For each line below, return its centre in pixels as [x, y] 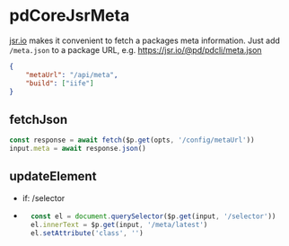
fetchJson [39, 119]
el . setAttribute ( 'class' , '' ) [87, 233]
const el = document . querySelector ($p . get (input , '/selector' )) [153, 216]
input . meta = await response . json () [78, 149]
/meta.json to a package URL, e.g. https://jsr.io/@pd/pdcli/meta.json [136, 49]
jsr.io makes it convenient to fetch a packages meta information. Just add [145, 40]
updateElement [53, 176]
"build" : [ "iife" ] [60, 83]
